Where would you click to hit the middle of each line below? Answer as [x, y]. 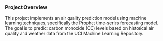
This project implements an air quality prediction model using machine [76, 18]
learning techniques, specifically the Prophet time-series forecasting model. [82, 23]
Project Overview [26, 7]
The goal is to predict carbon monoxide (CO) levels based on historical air [80, 28]
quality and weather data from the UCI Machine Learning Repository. [74, 34]
